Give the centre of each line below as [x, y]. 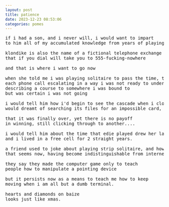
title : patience [22, 15]
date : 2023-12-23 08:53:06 [33, 19]
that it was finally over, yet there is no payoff [69, 119]
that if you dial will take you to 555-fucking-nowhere [75, 58]
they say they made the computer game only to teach [72, 164]
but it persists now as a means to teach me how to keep [77, 179]
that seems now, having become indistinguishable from [74, 154]
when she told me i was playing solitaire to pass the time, [82, 78]
